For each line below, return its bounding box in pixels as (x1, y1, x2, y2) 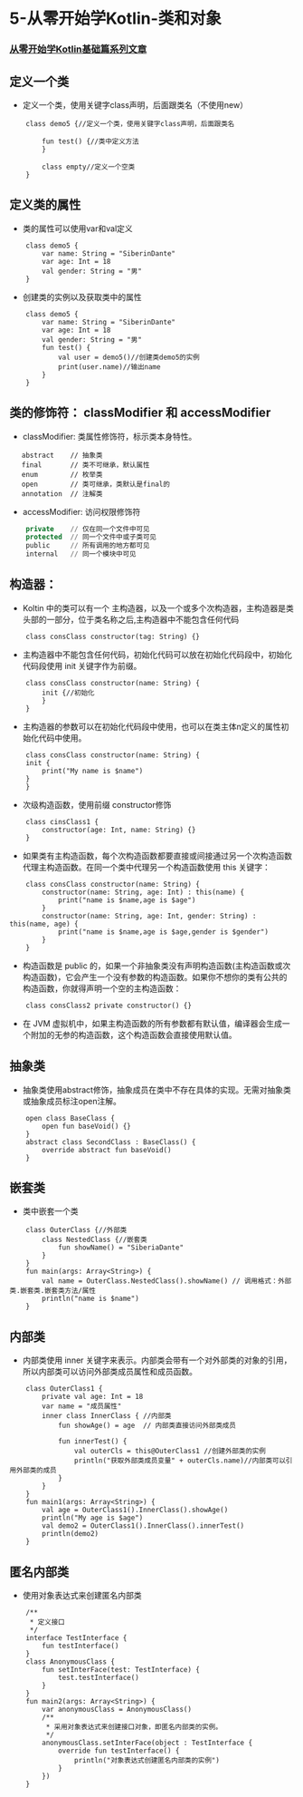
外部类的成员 (15, 1466, 57, 1475)
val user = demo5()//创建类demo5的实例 (57, 353, 201, 362)
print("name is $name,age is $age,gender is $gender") (57, 927, 270, 937)
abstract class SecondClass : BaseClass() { (25, 1137, 196, 1147)
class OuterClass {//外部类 (25, 1226, 128, 1235)
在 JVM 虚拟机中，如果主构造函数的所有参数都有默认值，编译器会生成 (22, 1017, 282, 1029)
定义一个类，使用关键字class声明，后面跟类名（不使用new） (22, 99, 249, 110)
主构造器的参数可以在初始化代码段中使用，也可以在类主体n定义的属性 (22, 721, 282, 732)
